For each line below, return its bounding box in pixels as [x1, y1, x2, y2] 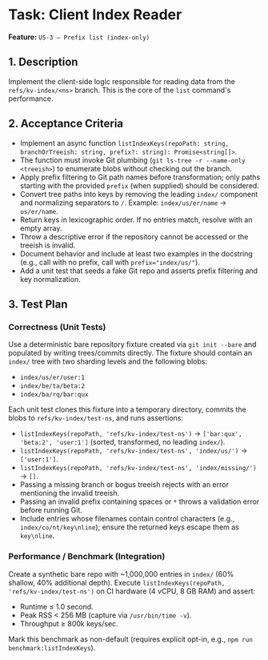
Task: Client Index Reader [8, 6, 182, 24]
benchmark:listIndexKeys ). [8, 642, 96, 652]
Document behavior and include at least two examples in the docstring [19, 248, 254, 258]
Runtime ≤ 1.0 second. [19, 602, 94, 611]
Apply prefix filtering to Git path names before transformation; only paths [19, 172, 261, 182]
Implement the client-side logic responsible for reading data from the [8, 76, 236, 86]
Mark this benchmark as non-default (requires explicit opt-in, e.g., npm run [8, 634, 254, 644]
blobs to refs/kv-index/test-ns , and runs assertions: [8, 413, 184, 423]
